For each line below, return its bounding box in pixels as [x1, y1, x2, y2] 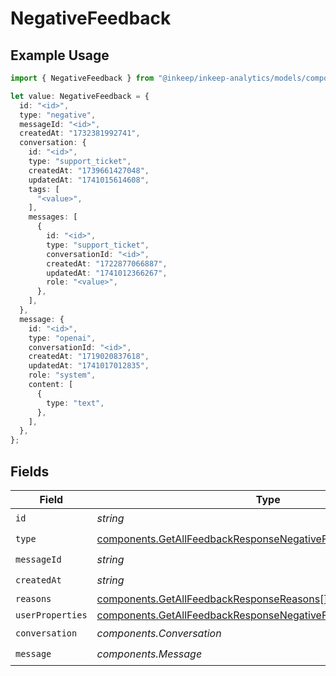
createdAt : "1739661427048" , [28, 165, 150, 176]
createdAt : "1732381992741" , [19, 128, 141, 139]
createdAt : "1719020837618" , [28, 352, 150, 362]
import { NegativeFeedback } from [10, 73, 155, 83]
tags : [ [28, 184, 60, 194]
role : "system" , [28, 370, 97, 381]
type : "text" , [46, 398, 105, 408]
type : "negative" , [19, 110, 97, 120]
